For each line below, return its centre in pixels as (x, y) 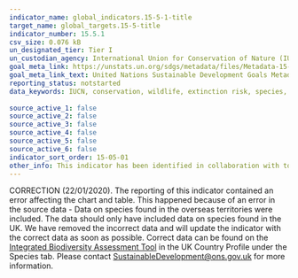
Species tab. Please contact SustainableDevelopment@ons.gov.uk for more (147, 257)
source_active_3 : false (53, 125)
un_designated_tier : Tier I (61, 50)
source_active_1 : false (53, 108)
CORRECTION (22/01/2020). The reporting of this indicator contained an (141, 190)
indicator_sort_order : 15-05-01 (69, 157)
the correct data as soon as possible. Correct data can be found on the (139, 238)
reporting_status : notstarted (65, 83)
